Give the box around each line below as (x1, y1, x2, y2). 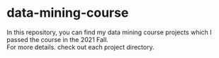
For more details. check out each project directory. (6, 43, 155, 51)
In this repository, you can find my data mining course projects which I (6, 28, 212, 36)
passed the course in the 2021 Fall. (6, 35, 109, 43)
